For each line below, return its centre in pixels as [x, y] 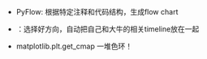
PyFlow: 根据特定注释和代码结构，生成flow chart [97, 12]
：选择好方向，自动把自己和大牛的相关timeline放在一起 [108, 29]
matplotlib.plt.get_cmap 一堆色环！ [74, 46]
